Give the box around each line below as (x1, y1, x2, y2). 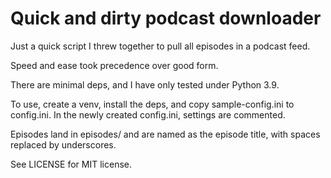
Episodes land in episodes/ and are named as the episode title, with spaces (10, 128, 321, 140)
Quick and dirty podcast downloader (10, 7, 322, 30)
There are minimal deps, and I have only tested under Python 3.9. (10, 78, 280, 91)
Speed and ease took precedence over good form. (10, 59, 219, 71)
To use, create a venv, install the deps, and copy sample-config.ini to (10, 98, 295, 110)
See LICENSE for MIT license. (10, 158, 132, 170)
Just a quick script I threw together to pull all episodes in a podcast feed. (10, 40, 311, 52)
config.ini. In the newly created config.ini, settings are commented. (10, 108, 286, 121)
